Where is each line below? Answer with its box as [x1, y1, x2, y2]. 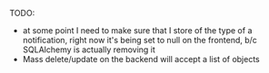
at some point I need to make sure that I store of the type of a [22, 25, 253, 35]
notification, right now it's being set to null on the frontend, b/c [22, 35, 257, 45]
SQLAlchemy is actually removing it [22, 44, 156, 55]
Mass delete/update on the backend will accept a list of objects [22, 54, 261, 64]
